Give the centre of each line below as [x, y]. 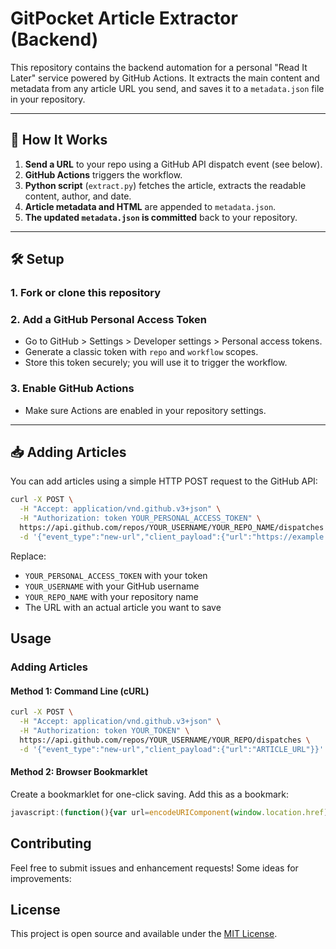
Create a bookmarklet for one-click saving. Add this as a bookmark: [150, 794]
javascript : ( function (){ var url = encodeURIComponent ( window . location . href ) [169, 812]
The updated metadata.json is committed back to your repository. [161, 217]
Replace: [28, 556]
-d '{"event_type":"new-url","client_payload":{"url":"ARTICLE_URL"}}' [172, 749]
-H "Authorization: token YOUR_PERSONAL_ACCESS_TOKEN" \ [140, 518]
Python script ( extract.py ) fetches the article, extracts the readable [165, 185]
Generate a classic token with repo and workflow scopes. [141, 352]
